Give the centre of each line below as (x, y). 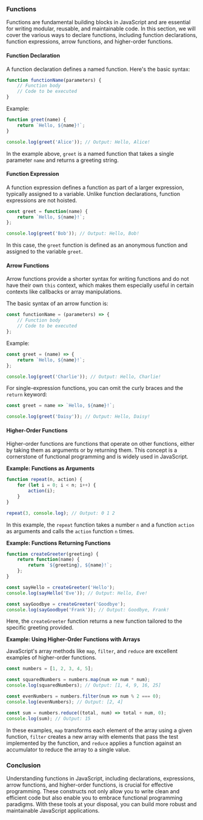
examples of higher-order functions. (52, 657)
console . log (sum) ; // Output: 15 (48, 718)
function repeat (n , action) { (45, 480)
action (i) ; (42, 491)
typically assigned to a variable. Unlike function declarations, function (93, 193)
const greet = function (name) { (47, 211)
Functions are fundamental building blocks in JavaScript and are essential (98, 22)
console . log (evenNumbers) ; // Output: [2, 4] (65, 702)
